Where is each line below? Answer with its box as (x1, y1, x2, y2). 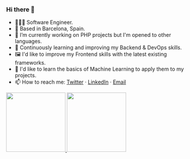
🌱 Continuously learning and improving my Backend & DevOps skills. (14, 44, 182, 51)
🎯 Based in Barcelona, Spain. (14, 25, 85, 32)
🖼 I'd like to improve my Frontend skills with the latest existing (14, 50, 168, 58)
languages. (14, 38, 43, 45)
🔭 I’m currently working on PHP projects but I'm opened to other (14, 31, 172, 39)
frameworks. (14, 59, 46, 66)
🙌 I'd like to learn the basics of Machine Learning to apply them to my (14, 65, 185, 73)
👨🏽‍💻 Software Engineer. (14, 19, 73, 26)
